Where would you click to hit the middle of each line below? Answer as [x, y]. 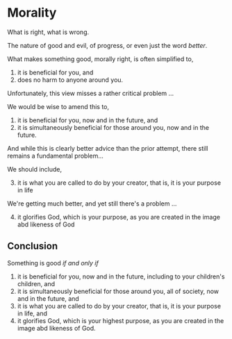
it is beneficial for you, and [55, 72]
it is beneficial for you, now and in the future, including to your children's [121, 276]
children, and [36, 283]
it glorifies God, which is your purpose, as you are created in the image [119, 217]
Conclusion [33, 246]
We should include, [35, 169]
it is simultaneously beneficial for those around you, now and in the [113, 127]
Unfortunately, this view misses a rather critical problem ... [91, 93]
